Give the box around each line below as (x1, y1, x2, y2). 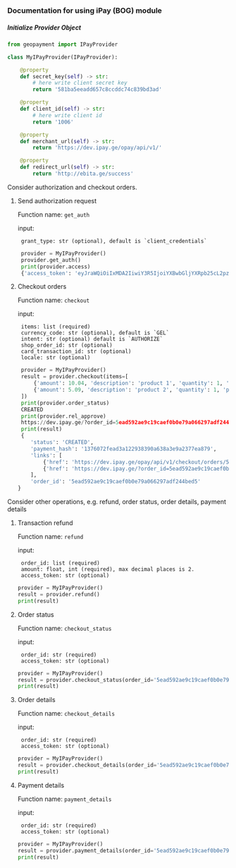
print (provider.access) (20, 263, 91, 270)
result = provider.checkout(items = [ (20, 373, 129, 380)
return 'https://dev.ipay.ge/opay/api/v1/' (32, 144, 162, 152)
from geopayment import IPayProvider (7, 41, 118, 48)
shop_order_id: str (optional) (20, 342, 113, 349)
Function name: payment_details (17, 795, 112, 803)
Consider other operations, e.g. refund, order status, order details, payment (7, 498, 227, 506)
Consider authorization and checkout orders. (7, 183, 137, 191)
